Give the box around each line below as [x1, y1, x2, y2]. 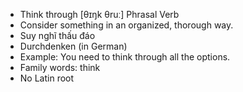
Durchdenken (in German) [19, 40, 128, 52]
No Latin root [19, 72, 75, 84]
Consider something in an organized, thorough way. [19, 19, 234, 31]
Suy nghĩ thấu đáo [19, 30, 96, 41]
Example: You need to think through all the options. [19, 51, 231, 63]
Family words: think [19, 62, 101, 73]
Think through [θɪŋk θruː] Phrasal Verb [19, 9, 180, 20]
